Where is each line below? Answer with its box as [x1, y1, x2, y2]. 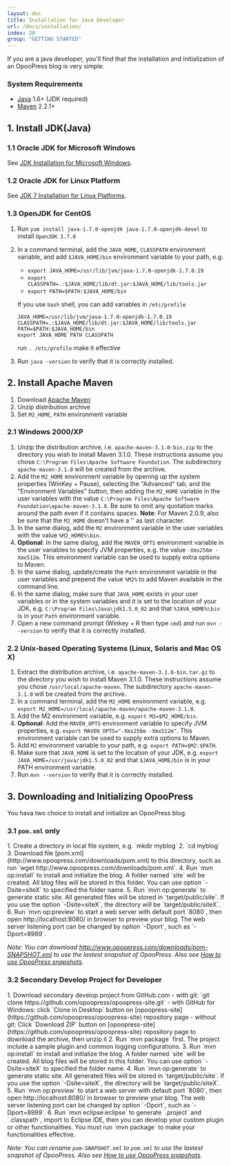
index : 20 [7, 29, 36, 37]
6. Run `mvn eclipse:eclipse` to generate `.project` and [47, 1108, 202, 1116]
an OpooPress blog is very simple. [7, 62, 105, 70]
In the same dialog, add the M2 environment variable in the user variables [17, 523, 223, 532]
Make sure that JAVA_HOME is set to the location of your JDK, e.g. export [17, 748, 219, 757]
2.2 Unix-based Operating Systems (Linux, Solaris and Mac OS [7, 643, 221, 653]
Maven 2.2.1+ [17, 102, 55, 110]
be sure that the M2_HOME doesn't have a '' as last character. [17, 516, 185, 525]
